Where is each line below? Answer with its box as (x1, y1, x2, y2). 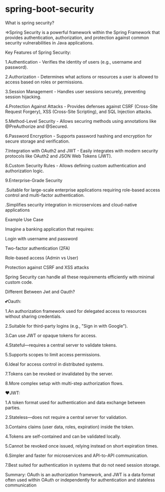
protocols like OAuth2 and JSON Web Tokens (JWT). (5, 153, 112, 159)
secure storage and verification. (5, 138, 70, 144)
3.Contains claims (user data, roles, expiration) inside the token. (5, 423, 134, 430)
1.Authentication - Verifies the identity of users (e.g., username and (5, 59, 142, 65)
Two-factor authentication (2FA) (5, 245, 70, 251)
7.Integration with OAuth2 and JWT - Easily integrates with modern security (5, 148, 159, 153)
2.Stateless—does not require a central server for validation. (5, 414, 128, 420)
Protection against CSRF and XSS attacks (5, 264, 89, 270)
